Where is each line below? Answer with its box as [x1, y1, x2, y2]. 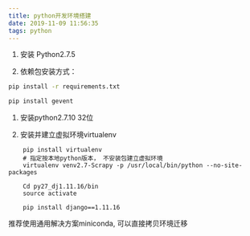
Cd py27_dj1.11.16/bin [23, 182, 99, 191]
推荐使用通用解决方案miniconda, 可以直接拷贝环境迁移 [8, 218, 188, 229]
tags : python [8, 26, 52, 35]
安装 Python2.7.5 [19, 50, 76, 59]
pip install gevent [8, 97, 74, 105]
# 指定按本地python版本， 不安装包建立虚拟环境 [23, 154, 163, 163]
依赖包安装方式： [19, 67, 77, 76]
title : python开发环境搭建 [8, 11, 92, 20]
